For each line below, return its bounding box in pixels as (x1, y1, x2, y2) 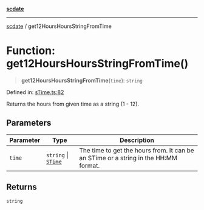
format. (79, 161, 100, 169)
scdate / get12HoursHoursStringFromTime (6, 22, 112, 30)
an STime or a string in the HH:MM (79, 154, 178, 162)
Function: (6, 44, 56, 58)
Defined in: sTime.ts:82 (6, 88, 64, 96)
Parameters (6, 118, 52, 128)
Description (119, 136, 155, 144)
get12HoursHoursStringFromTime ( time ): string (21, 76, 143, 84)
